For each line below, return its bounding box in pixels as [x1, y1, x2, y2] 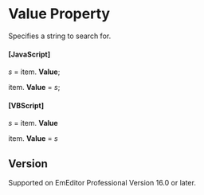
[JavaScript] [8, 49, 50, 59]
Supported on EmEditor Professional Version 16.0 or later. [8, 178, 197, 188]
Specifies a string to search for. [8, 31, 112, 41]
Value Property [8, 5, 110, 23]
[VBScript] [8, 100, 45, 110]
